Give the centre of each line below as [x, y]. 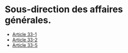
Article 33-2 [25, 40]
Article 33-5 [25, 45]
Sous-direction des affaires [64, 9]
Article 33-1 [24, 34]
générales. [28, 20]
